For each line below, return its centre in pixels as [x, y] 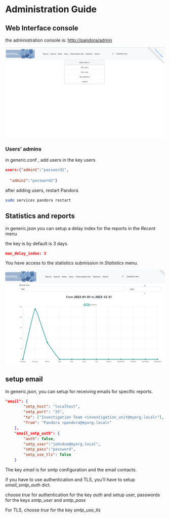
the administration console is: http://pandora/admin [59, 40]
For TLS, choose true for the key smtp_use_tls [53, 510]
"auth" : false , [39, 439]
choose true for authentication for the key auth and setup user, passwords [83, 495]
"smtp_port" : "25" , [44, 412]
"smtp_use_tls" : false [47, 455]
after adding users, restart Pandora [42, 190]
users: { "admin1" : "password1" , [37, 170]
